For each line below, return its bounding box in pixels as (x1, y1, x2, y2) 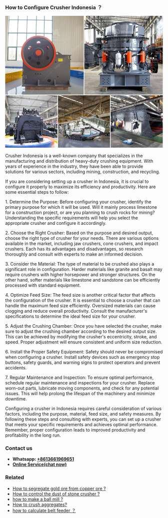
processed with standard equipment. (5, 282, 81, 288)
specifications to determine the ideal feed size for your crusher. (5, 313, 136, 319)
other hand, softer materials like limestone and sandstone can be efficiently (5, 277, 160, 283)
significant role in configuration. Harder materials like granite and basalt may (5, 266, 162, 272)
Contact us (5, 445, 32, 452)
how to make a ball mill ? (12, 496, 63, 502)
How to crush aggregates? (12, 501, 67, 507)
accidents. (5, 364, 27, 370)
